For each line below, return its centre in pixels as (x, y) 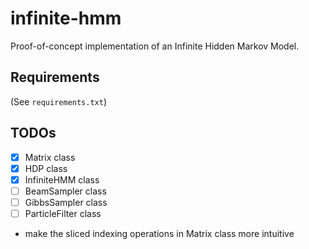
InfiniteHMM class (62, 179)
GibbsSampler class (66, 202)
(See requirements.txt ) (59, 101)
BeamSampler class (65, 191)
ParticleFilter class (63, 213)
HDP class (46, 168)
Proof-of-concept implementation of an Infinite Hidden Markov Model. (155, 46)
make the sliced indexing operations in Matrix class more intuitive (159, 233)
